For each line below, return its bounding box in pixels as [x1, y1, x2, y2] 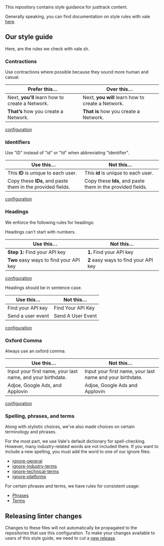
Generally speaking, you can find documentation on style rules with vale [5, 14, 150, 19]
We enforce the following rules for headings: [5, 219, 95, 225]
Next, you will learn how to [82, 94, 144, 101]
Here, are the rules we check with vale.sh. [5, 46, 90, 52]
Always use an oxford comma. [5, 348, 66, 354]
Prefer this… [27, 86, 58, 93]
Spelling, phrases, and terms [5, 412, 75, 419]
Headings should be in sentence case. [5, 285, 82, 291]
